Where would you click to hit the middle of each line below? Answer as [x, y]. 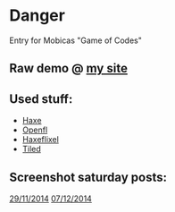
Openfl [35, 130]
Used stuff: [41, 99]
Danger [37, 16]
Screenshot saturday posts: [88, 177]
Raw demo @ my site [68, 68]
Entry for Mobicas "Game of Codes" [76, 40]
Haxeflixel [41, 140]
